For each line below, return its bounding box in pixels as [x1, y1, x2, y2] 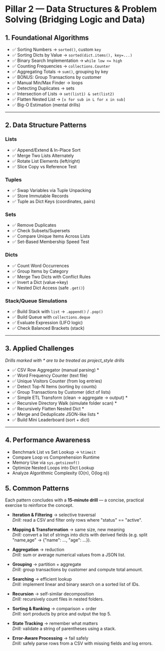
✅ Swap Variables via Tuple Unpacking [12, 187, 91, 193]
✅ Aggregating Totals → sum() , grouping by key [12, 69, 109, 74]
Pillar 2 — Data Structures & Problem [5, 3, 157, 15]
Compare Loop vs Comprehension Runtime [12, 454, 100, 460]
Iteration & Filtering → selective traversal [12, 512, 96, 518]
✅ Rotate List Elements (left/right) [12, 158, 80, 164]
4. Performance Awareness [5, 436, 91, 444]
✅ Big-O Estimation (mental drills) [12, 102, 81, 108]
